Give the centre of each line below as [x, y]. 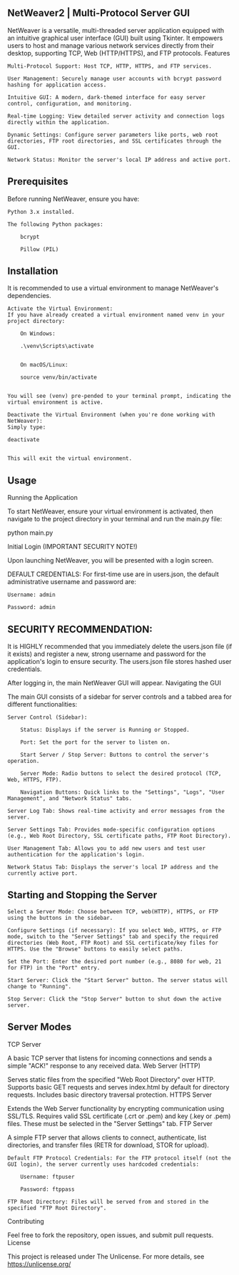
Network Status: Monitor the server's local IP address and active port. [119, 160]
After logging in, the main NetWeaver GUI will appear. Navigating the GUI [114, 683]
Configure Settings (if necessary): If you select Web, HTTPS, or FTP [115, 930]
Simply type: [27, 427]
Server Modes [40, 1027]
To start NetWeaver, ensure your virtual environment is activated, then [111, 511]
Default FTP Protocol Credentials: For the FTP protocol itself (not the [119, 1158]
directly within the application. [59, 122]
